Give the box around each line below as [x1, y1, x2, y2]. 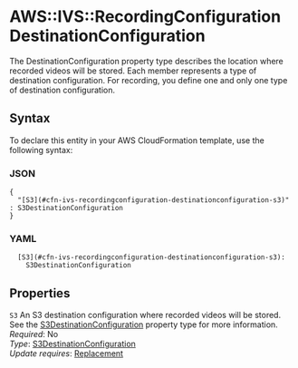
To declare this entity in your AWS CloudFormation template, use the [9, 134, 264, 146]
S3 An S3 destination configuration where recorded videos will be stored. [9, 310, 282, 321]
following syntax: [9, 144, 73, 155]
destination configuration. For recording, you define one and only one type [9, 74, 288, 85]
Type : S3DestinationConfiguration [9, 338, 136, 350]
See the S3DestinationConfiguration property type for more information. [9, 319, 278, 330]
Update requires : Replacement [9, 348, 124, 359]
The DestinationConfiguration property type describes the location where [9, 55, 284, 66]
